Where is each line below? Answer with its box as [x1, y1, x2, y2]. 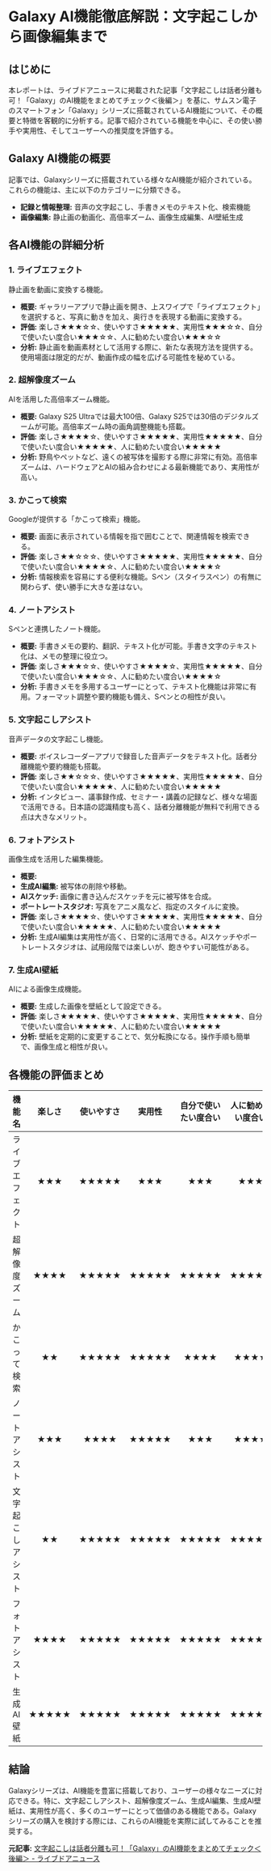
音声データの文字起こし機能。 [8, 734, 107, 744]
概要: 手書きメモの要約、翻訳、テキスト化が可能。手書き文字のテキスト [19, 641, 258, 651]
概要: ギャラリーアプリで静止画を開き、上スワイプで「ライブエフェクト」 [19, 301, 261, 312]
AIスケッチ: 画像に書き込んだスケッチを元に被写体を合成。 [19, 891, 216, 901]
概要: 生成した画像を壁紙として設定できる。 [19, 1001, 166, 1012]
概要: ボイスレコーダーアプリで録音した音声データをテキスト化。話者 [19, 751, 251, 761]
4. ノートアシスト [8, 605, 77, 616]
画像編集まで [23, 28, 108, 46]
